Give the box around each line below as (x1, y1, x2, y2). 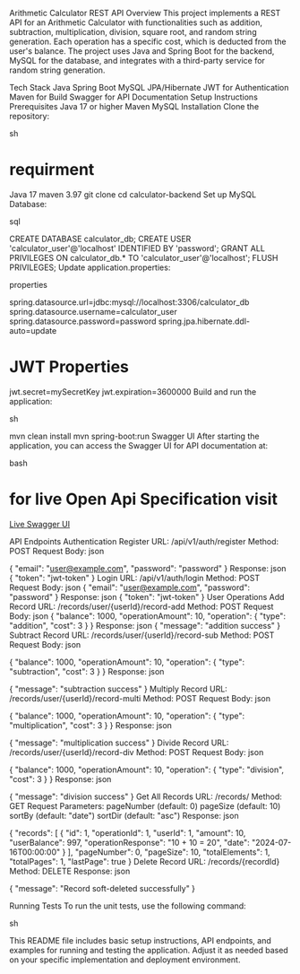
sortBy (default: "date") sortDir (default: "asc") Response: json (9, 810, 239, 821)
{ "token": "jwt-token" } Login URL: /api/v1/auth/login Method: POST (9, 572, 261, 583)
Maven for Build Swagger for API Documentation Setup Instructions (9, 91, 258, 102)
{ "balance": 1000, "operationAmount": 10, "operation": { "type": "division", (9, 764, 285, 775)
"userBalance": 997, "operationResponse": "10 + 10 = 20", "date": (9, 837, 250, 848)
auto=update (9, 325, 57, 335)
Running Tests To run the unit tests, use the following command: (9, 900, 246, 911)
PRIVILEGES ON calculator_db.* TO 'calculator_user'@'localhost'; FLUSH (9, 252, 279, 263)
